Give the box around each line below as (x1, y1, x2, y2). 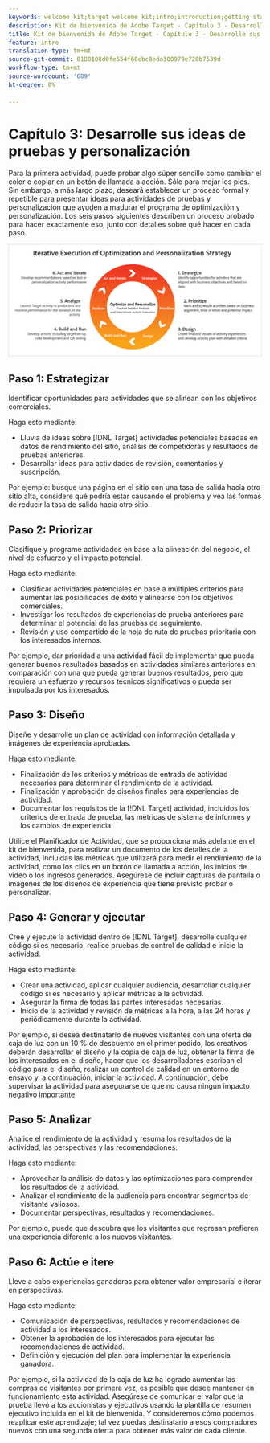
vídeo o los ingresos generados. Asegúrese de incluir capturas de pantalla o (8, 870, 261, 880)
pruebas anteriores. (19, 450, 86, 460)
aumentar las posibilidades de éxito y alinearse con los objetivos (19, 593, 234, 603)
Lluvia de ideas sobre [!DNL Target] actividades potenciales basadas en (19, 433, 259, 443)
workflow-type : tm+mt (8, 64, 81, 72)
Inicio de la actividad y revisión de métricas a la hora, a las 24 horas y (19, 1005, 251, 1016)
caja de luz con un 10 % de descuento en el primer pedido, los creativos (8, 1038, 247, 1048)
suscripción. (19, 467, 62, 477)
